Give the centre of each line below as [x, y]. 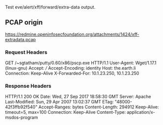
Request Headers [26, 52]
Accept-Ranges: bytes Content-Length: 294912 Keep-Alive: [99, 107]
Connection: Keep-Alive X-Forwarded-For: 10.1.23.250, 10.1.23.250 [72, 74]
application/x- [141, 112]
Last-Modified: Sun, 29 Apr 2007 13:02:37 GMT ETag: [59, 102]
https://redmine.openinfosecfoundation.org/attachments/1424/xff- [72, 34]
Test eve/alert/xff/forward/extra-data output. [50, 7]
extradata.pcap [20, 39]
